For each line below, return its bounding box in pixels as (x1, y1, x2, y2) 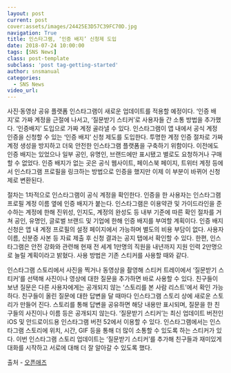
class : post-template (7, 55, 70, 62)
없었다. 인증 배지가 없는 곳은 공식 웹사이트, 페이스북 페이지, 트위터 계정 (21, 159, 211, 167)
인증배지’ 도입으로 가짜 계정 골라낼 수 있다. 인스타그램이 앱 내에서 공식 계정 (17, 124, 218, 133)
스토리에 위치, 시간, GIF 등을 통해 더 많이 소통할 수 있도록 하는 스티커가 (25, 326, 215, 335)
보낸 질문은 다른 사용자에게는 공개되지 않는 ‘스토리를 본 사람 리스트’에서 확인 (7, 283, 211, 291)
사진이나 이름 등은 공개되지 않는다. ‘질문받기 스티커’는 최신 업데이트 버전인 (25, 309, 224, 318)
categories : (7, 74, 41, 82)
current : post (7, 17, 48, 23)
